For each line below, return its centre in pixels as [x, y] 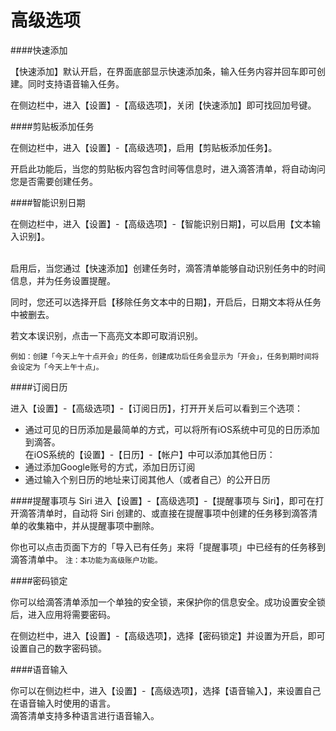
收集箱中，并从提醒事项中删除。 [93, 525]
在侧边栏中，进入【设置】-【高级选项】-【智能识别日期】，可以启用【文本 [161, 223]
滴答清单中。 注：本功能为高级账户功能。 [86, 559]
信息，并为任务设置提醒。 [63, 280]
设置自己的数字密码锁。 [58, 648]
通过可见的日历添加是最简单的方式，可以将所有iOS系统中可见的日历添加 [172, 429]
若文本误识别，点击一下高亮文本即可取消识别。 [106, 335]
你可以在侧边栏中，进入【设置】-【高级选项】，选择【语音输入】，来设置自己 [166, 690]
